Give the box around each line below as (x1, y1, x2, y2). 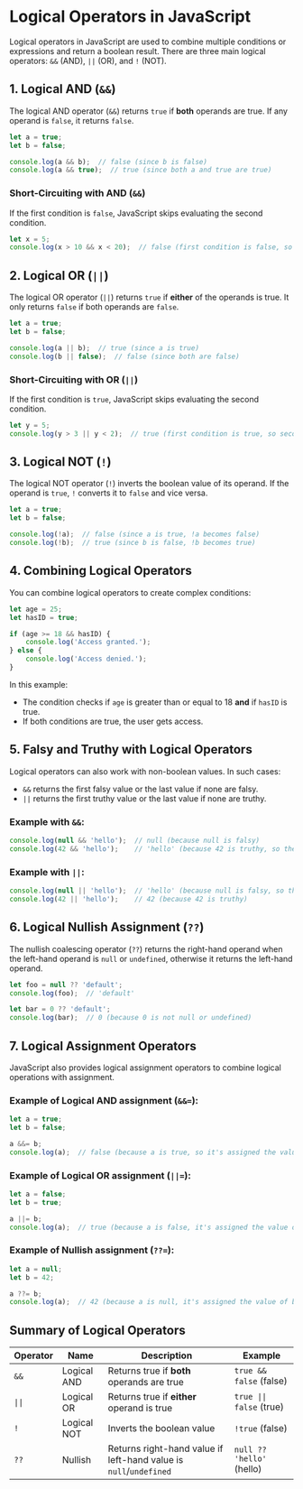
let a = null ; (9, 1264, 63, 1273)
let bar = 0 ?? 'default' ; (9, 1004, 111, 1014)
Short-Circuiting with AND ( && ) (9, 187, 146, 199)
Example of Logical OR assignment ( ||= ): (9, 1169, 191, 1181)
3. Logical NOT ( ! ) (9, 454, 112, 470)
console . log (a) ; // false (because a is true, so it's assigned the (9, 1148, 277, 1157)
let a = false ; (9, 1189, 67, 1199)
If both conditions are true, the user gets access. (22, 716, 204, 726)
